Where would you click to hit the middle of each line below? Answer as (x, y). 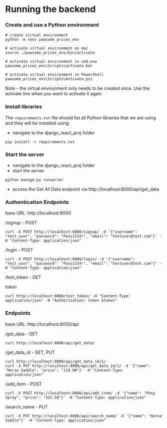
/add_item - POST (24, 384)
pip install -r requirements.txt (40, 142)
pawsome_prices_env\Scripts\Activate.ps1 (49, 79)
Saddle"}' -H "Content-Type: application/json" (56, 420)
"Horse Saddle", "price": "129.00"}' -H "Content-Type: (64, 370)
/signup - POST (21, 223)
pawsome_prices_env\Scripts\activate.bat (49, 66)
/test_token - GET (23, 277)
